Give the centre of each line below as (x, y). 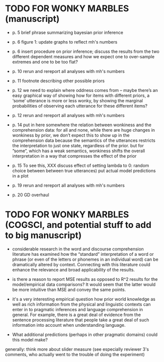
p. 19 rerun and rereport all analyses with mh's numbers (68, 185)
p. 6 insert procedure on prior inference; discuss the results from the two (86, 51)
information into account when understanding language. (69, 325)
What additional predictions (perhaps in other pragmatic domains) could (85, 334)
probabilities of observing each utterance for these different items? (80, 106)
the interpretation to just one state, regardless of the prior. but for (78, 145)
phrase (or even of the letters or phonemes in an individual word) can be (85, 259)
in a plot (20, 176)
